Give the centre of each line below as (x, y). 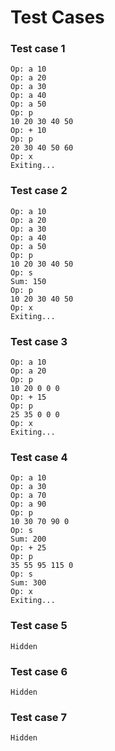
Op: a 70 (28, 496)
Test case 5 (39, 626)
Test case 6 (39, 671)
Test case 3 (39, 341)
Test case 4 (39, 457)
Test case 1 (38, 49)
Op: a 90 (28, 504)
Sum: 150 (28, 281)
